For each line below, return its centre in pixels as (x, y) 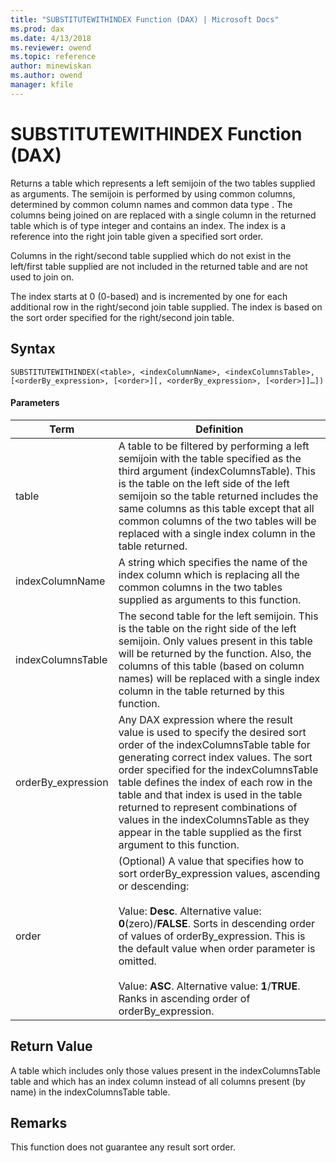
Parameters (35, 403)
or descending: (154, 886)
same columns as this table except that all (216, 508)
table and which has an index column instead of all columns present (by (158, 1081)
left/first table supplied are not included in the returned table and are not (159, 266)
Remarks (39, 1122)
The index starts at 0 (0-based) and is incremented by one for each (149, 296)
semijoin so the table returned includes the (218, 496)
